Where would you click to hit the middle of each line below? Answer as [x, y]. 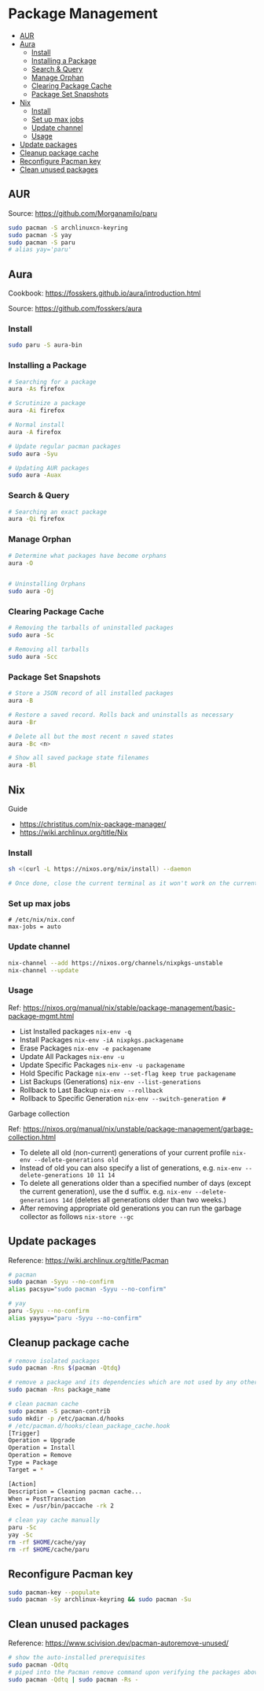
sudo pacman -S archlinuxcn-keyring [68, 228]
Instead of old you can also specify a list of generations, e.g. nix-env [130, 1168]
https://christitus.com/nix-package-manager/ [93, 824]
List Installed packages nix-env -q [75, 1031]
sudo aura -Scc [33, 657]
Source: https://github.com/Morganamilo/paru [83, 213]
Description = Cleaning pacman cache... [75, 1491]
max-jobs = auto [35, 927]
